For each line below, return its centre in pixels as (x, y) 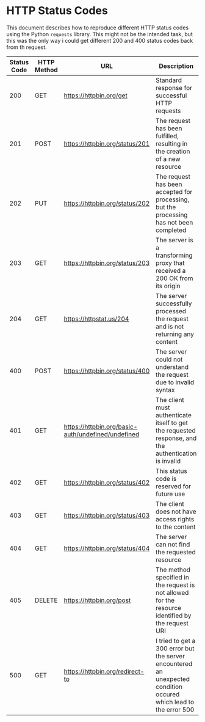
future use (170, 494)
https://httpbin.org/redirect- (104, 671)
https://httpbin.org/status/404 (107, 548)
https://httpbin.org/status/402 (107, 482)
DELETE (46, 600)
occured (167, 694)
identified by (173, 616)
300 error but (175, 648)
